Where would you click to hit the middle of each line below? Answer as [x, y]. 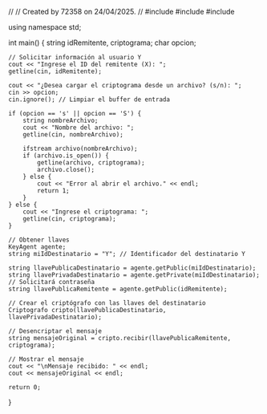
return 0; [25, 388]
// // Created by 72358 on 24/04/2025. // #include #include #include [121, 12]
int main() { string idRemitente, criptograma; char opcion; [102, 43]
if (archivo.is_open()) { [66, 156]
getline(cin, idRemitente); [55, 71]
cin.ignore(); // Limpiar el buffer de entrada [89, 99]
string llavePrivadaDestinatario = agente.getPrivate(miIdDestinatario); [134, 275]
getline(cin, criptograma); [69, 219]
